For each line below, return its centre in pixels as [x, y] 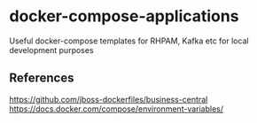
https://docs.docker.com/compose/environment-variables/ [117, 109]
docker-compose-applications [124, 16]
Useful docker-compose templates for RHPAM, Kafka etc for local [129, 41]
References [42, 78]
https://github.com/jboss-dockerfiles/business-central [109, 99]
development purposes [52, 50]
